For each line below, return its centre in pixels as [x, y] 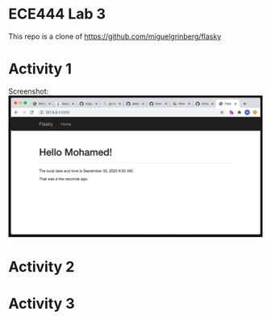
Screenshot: [29, 91]
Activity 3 [42, 304]
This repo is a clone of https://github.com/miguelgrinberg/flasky [115, 36]
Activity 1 [40, 69]
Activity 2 [42, 267]
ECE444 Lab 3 [57, 14]
